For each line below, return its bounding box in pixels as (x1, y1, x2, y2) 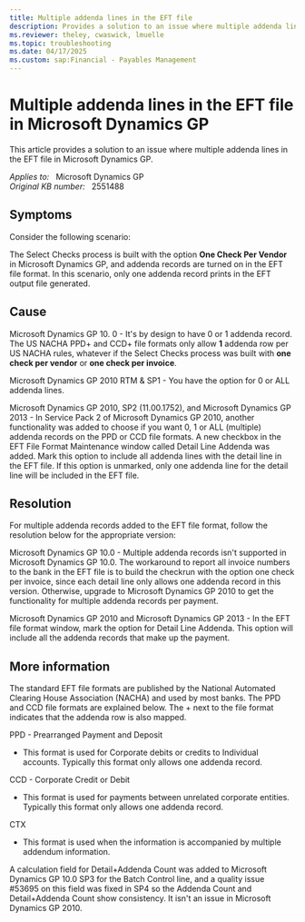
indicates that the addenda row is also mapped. (9, 712, 187, 723)
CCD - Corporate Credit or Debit (9, 774, 130, 786)
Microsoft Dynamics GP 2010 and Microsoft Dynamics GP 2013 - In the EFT (9, 613, 290, 624)
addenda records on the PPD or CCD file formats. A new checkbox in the (9, 431, 281, 441)
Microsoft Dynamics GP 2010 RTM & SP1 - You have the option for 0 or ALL (9, 374, 290, 386)
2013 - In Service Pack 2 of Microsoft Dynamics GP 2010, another (9, 411, 255, 422)
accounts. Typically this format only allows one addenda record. (22, 757, 263, 768)
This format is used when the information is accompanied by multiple (22, 837, 281, 848)
